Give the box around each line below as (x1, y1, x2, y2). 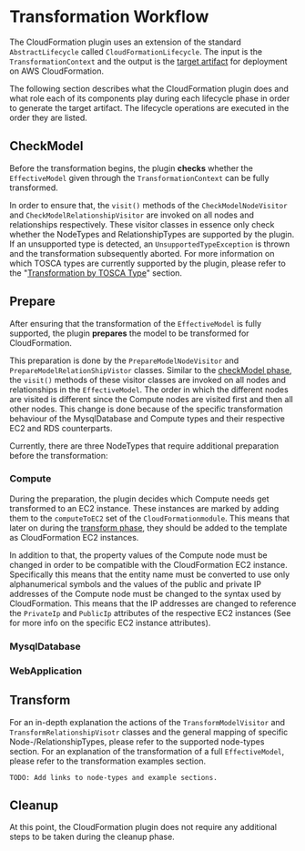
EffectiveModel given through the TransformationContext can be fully (9, 172, 269, 183)
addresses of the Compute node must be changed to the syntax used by (9, 588, 282, 599)
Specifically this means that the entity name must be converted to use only (9, 569, 290, 580)
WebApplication (9, 664, 83, 677)
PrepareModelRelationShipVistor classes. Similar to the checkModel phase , (9, 364, 293, 375)
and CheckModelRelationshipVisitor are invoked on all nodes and (9, 209, 255, 220)
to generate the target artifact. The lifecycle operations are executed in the (9, 102, 290, 113)
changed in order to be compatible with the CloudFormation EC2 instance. (9, 559, 289, 570)
